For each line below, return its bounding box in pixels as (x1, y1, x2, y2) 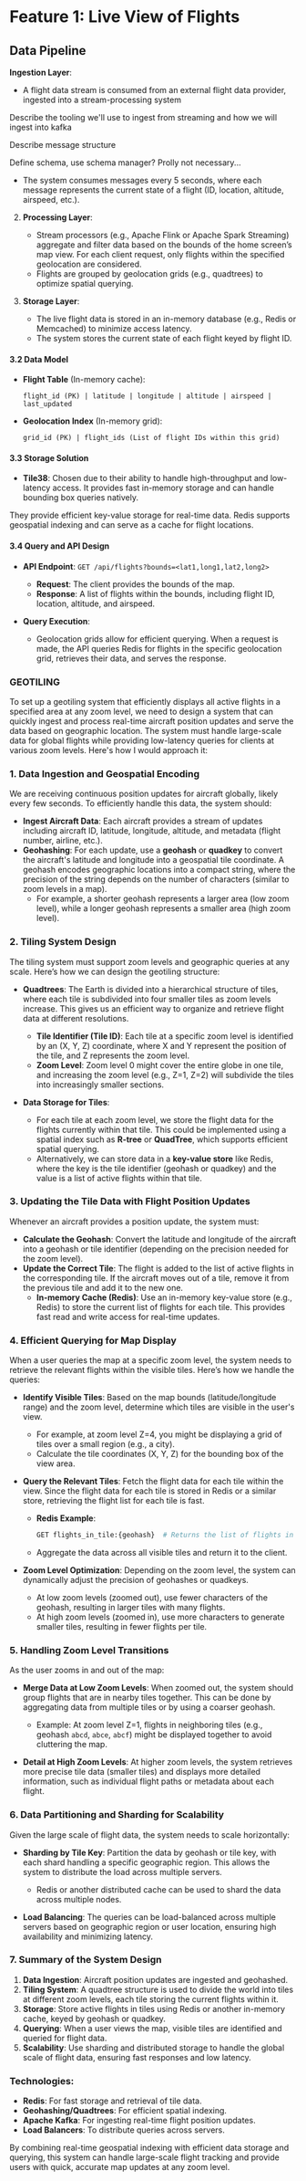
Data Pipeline (9, 43, 87, 58)
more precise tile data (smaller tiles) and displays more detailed (22, 1767, 261, 1777)
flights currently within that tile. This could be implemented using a (36, 1124, 287, 1135)
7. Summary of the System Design (9, 1954, 162, 1966)
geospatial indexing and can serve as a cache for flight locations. (9, 519, 254, 530)
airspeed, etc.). (22, 194, 80, 204)
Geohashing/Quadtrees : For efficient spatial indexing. (22, 2105, 228, 2116)
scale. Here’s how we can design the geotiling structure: (9, 966, 220, 977)
